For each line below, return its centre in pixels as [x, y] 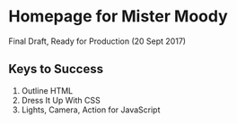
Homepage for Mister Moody [118, 17]
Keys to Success [56, 69]
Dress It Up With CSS [61, 100]
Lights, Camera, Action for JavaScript [91, 110]
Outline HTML [47, 90]
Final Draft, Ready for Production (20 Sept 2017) [97, 41]
